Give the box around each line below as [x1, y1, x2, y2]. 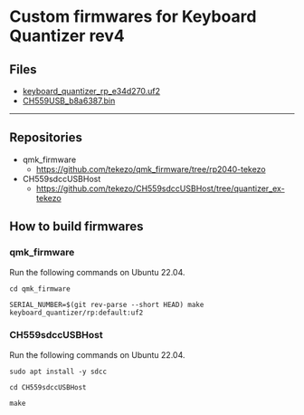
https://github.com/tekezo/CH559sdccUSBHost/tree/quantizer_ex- [35, 183, 285, 194]
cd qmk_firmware [9, 284, 71, 294]
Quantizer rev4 [9, 25, 125, 46]
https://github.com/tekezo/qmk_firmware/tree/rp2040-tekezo [35, 163, 266, 174]
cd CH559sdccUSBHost [9, 382, 88, 391]
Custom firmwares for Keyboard [9, 6, 257, 27]
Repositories [9, 130, 83, 146]
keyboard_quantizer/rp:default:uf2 [9, 308, 144, 317]
